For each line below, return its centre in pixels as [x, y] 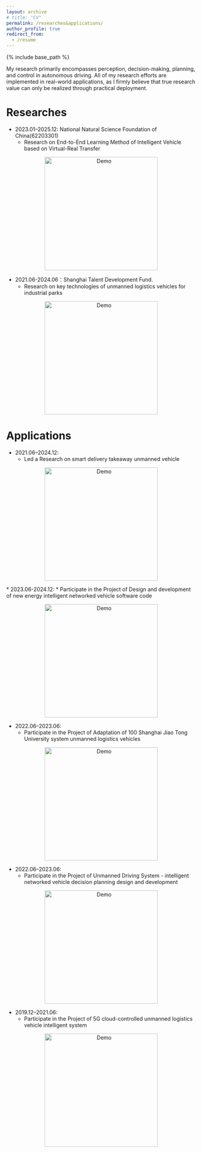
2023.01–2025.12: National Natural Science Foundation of [86, 129]
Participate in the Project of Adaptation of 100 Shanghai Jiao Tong [106, 732]
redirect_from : [25, 34]
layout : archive [26, 12]
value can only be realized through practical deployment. [77, 88]
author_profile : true [33, 29]
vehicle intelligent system [55, 1025]
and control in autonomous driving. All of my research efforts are [86, 75]
